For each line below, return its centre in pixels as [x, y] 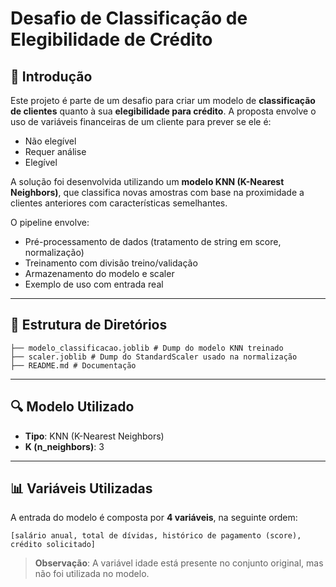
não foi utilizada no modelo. [92, 574]
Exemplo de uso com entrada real [94, 284]
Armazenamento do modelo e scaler [99, 273]
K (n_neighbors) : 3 [64, 446]
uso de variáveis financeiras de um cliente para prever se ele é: [141, 121]
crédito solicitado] [53, 545]
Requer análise [55, 151]
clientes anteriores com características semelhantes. [119, 203]
